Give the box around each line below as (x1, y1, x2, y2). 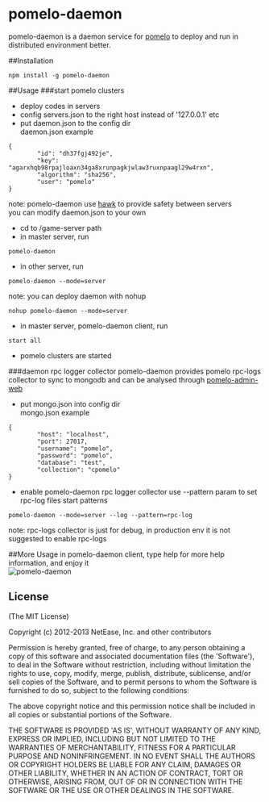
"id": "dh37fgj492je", (37, 149, 114, 157)
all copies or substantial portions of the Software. (8, 709, 172, 719)
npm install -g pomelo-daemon (8, 71, 110, 79)
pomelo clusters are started (19, 350, 112, 360)
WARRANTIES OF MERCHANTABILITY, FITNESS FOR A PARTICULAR (8, 742, 236, 752)
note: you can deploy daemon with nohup (8, 291, 147, 301)
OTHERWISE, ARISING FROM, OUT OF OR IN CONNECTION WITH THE (8, 776, 243, 787)
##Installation (8, 56, 54, 65)
